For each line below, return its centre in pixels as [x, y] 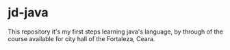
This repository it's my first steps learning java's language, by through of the [115, 32]
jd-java [28, 13]
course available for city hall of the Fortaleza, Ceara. [81, 38]
